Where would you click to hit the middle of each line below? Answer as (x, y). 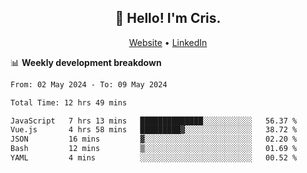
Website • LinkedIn (168, 42)
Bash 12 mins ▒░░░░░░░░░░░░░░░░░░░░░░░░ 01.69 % (154, 149)
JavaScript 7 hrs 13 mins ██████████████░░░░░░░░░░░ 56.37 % (154, 121)
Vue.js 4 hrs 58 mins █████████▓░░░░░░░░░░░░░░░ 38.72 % (154, 130)
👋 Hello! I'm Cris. (168, 18)
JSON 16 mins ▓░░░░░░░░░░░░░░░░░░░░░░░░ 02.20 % (154, 139)
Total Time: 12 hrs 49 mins (69, 102)
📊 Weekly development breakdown (86, 62)
